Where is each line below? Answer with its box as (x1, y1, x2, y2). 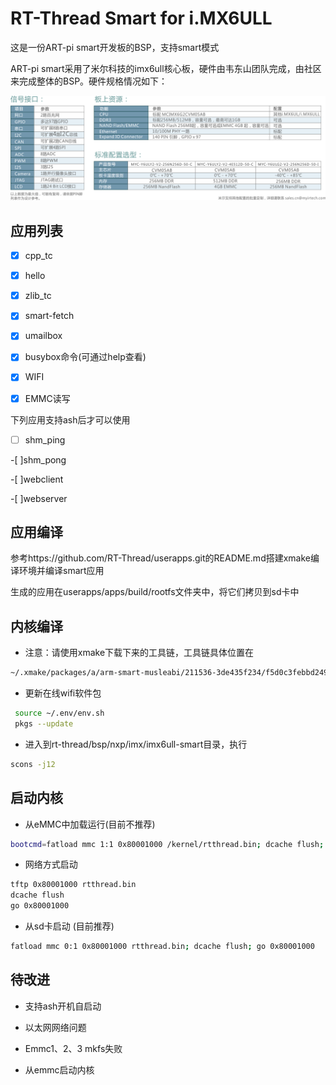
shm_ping (24, 433, 66, 446)
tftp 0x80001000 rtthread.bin (10, 880, 137, 890)
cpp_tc (24, 250, 53, 262)
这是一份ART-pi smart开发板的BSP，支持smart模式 (10, 41, 220, 53)
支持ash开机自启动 (24, 1000, 102, 1012)
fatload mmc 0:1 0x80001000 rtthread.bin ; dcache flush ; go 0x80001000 (10, 942, 315, 952)
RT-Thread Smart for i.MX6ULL (10, 7, 273, 30)
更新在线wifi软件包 (24, 687, 102, 699)
